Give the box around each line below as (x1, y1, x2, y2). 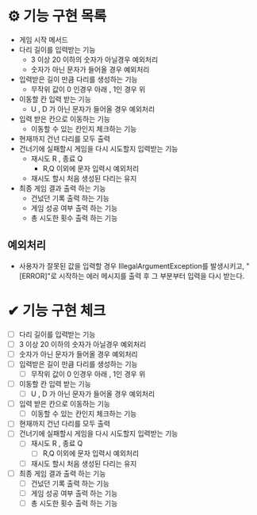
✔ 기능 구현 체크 (7, 302, 106, 319)
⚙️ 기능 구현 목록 (7, 7, 107, 25)
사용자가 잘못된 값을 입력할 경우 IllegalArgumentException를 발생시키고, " (18, 261, 251, 270)
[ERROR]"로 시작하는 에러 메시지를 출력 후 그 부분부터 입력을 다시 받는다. (18, 271, 245, 280)
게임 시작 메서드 (18, 35, 68, 44)
